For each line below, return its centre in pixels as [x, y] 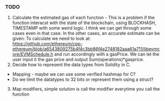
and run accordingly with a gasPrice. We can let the [107, 54]
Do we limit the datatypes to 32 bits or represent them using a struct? [83, 79]
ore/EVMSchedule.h [33, 54]
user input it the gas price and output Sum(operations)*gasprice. [78, 60]
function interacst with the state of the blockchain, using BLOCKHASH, [84, 23]
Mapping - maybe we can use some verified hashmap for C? [74, 74]
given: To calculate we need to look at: [51, 38]
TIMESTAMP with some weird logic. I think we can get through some [82, 28]
